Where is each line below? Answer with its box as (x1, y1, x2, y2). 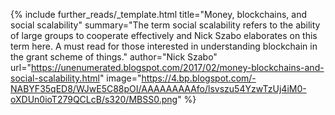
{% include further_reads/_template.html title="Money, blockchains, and (10, 9, 308, 20)
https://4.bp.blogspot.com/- (141, 72, 257, 84)
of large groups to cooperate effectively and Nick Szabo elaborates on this (10, 30, 318, 41)
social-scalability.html (10, 72, 100, 84)
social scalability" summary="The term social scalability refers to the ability (10, 19, 321, 31)
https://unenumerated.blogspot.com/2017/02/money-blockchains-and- (30, 62, 325, 73)
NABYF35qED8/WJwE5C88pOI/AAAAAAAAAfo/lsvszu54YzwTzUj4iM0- (10, 83, 307, 94)
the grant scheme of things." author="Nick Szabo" (10, 51, 218, 63)
